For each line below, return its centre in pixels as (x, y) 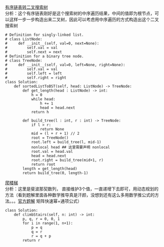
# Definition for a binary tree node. (44, 56)
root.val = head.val (52, 151)
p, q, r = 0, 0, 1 (41, 219)
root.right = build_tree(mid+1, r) (67, 160)
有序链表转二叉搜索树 (26, 7)
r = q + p (41, 236)
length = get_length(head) (50, 169)
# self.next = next (34, 52)
